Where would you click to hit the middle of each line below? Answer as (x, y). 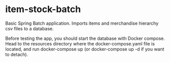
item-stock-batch (43, 9)
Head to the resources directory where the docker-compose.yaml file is (80, 43)
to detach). (17, 54)
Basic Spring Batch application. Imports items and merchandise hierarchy (82, 23)
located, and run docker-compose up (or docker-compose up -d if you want (85, 49)
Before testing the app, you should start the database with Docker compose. (85, 38)
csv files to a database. (30, 28)
